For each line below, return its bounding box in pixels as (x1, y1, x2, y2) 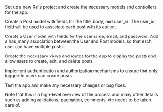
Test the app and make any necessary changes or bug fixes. (5, 82, 127, 88)
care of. (5, 102, 20, 108)
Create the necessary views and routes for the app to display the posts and (5, 53, 156, 59)
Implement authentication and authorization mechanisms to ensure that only (5, 68, 158, 74)
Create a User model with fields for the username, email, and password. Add (5, 34, 159, 39)
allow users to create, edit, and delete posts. (5, 58, 94, 64)
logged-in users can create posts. (5, 73, 73, 78)
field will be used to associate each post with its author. (5, 24, 116, 30)
